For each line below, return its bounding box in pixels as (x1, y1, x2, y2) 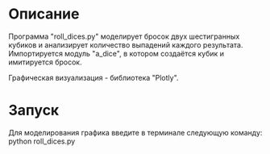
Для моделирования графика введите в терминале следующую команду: (8, 127, 263, 137)
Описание (8, 5, 80, 23)
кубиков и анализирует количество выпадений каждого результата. (8, 40, 243, 49)
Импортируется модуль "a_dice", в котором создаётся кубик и (8, 48, 224, 58)
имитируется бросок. (8, 57, 82, 67)
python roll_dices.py (8, 136, 76, 146)
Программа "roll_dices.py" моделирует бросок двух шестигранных (8, 31, 240, 41)
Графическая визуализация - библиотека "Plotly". (8, 73, 179, 82)
